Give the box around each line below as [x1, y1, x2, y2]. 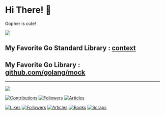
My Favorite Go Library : [5, 61, 80, 69]
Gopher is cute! [5, 21, 36, 26]
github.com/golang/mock [5, 68, 85, 76]
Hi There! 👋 [5, 4, 52, 16]
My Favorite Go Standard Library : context [5, 44, 136, 52]
